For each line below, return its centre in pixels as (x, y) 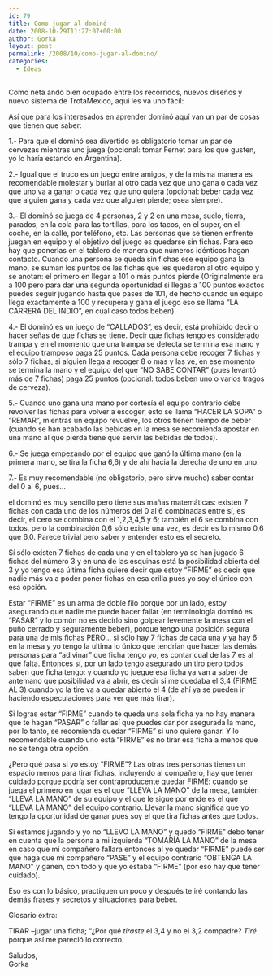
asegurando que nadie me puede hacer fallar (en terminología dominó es (131, 611)
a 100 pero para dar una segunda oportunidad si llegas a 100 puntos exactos (136, 285)
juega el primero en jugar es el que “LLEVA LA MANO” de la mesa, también (134, 789)
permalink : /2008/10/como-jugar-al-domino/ (83, 54)
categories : (28, 62)
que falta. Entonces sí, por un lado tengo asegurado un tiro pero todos (126, 663)
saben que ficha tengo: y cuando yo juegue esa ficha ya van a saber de (128, 671)
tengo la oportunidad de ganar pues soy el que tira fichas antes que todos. (133, 815)
